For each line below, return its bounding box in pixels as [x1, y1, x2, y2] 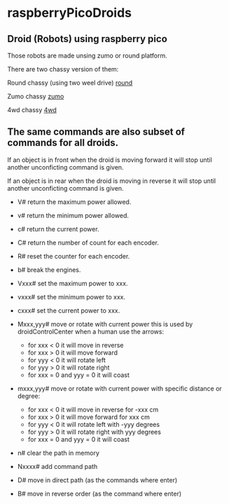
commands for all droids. [7, 137, 119, 149]
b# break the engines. [17, 265, 81, 274]
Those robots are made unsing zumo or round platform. [7, 51, 168, 60]
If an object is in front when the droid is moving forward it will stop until [7, 156, 212, 164]
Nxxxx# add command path [17, 462, 98, 470]
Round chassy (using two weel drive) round [7, 79, 133, 87]
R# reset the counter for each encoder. [17, 252, 130, 260]
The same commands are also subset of [7, 126, 186, 138]
